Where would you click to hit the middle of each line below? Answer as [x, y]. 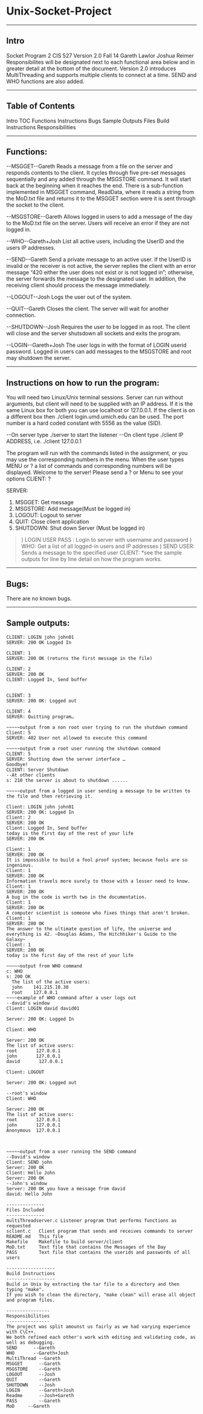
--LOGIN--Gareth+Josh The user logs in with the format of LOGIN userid [96, 345]
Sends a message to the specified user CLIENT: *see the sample [101, 553]
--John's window [27, 1183]
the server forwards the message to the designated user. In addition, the [96, 279]
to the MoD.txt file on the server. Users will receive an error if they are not [98, 223]
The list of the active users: [51, 982]
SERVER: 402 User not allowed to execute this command [77, 738]
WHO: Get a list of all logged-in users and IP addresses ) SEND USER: [108, 546]
